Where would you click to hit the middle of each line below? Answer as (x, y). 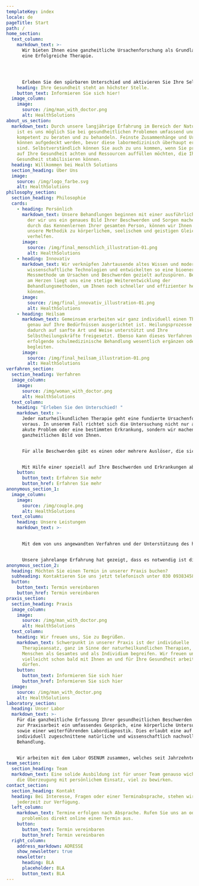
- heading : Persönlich (45, 209)
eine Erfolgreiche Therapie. (58, 56)
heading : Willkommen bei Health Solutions (65, 165)
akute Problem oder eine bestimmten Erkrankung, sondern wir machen (108, 430)
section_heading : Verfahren (46, 374)
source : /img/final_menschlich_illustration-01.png (93, 247)
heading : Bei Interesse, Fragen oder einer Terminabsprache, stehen (98, 796)
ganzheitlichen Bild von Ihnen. (62, 435)
